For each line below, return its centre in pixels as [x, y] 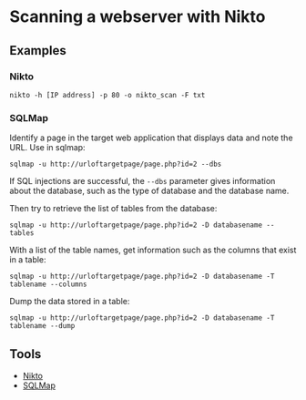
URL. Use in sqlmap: [47, 148]
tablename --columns [49, 284]
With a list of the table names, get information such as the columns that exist [153, 250]
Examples [38, 51]
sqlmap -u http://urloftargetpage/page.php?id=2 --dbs [116, 164]
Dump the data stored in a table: [70, 302]
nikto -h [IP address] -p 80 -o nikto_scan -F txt [107, 95]
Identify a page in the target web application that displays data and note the [151, 138]
